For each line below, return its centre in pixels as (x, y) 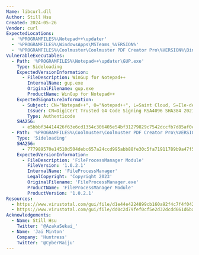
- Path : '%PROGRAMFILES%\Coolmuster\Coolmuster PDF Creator (87, 133)
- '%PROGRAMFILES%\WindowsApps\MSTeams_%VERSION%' (75, 45)
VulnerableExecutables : (36, 56)
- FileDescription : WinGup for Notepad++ (74, 78)
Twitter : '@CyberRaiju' (46, 243)
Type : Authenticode (52, 116)
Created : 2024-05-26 (32, 22)
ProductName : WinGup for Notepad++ (71, 94)
